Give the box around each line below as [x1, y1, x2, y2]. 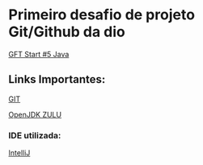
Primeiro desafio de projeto [8, 6, 196, 24]
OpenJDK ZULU [8, 109, 62, 119]
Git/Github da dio [8, 23, 125, 41]
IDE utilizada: [8, 130, 61, 141]
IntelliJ [8, 148, 31, 158]
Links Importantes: [8, 72, 106, 86]
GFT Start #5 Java [8, 49, 70, 59]
